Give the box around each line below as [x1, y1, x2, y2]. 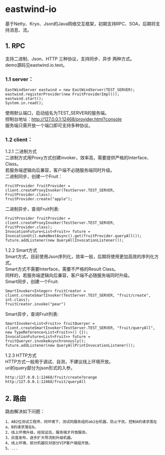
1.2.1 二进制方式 [5, 149, 37, 155]
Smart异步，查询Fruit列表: [5, 311, 59, 317]
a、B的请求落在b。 [5, 424, 38, 430]
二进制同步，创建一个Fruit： [5, 174, 63, 180]
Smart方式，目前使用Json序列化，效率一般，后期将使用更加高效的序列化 [5, 254, 155, 260]
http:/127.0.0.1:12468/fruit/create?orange [5, 375, 97, 380]
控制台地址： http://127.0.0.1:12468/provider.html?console [5, 116, 122, 122]
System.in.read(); [5, 101, 43, 106]
